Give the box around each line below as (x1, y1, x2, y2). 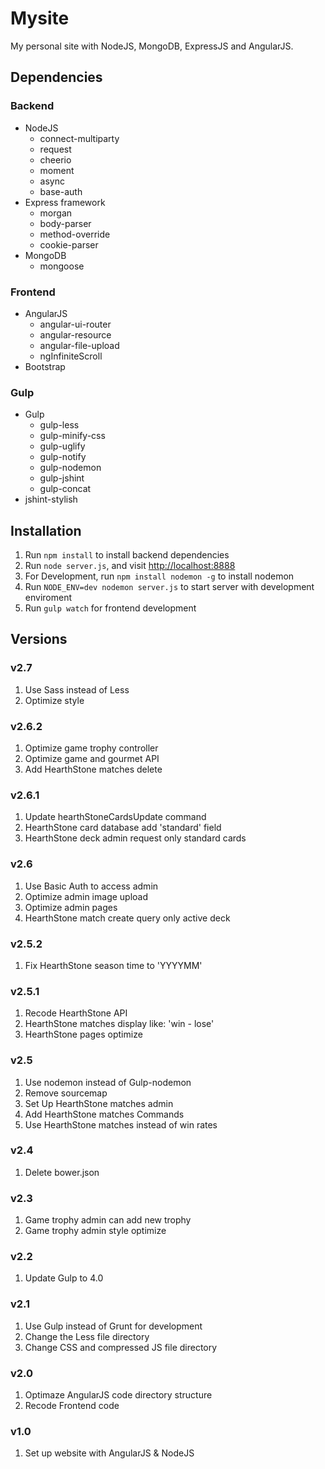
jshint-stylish (24, 493, 78, 506)
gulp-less (39, 419, 80, 431)
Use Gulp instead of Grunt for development (24, 1320, 203, 1332)
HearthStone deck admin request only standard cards (24, 832, 247, 844)
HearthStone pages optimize (24, 1028, 143, 1041)
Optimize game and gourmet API (24, 753, 160, 765)
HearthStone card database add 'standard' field (24, 822, 222, 834)
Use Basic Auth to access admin (24, 880, 159, 892)
